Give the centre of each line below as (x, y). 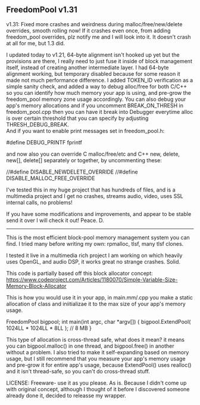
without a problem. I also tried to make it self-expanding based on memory (98, 352)
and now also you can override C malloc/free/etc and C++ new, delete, (93, 154)
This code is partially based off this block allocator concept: (79, 273)
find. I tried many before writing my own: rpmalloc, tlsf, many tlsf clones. (95, 243)
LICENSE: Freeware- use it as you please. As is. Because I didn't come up (96, 383)
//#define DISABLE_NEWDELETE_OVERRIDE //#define (72, 172)
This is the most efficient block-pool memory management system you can (98, 237)
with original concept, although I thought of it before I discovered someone (98, 389)
